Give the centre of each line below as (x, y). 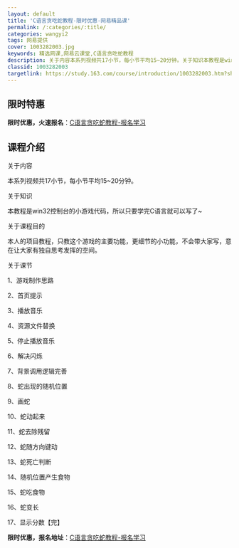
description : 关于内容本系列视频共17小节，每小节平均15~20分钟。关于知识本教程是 (116, 60)
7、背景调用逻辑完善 (37, 372)
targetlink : (25, 73)
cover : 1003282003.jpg (41, 47)
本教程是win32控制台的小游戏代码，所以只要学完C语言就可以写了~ (105, 211)
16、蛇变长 (23, 507)
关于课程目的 (26, 226)
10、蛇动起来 (26, 416)
